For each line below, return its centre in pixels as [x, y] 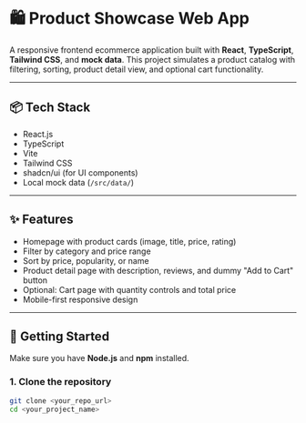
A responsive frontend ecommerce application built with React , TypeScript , [152, 50]
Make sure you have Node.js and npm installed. [99, 358]
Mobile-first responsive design [80, 299]
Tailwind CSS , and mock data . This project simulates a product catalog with [153, 59]
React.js [38, 134]
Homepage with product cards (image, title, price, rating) [129, 241]
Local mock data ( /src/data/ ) [78, 182]
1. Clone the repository [61, 382]
